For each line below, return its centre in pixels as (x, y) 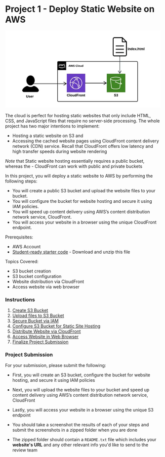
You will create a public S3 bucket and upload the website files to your (84, 190)
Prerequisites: (19, 237)
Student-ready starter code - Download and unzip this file (71, 252)
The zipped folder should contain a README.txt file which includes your (84, 440)
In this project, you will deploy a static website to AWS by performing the (79, 176)
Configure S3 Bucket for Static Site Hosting (56, 326)
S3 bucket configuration (37, 276)
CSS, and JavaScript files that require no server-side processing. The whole (82, 121)
